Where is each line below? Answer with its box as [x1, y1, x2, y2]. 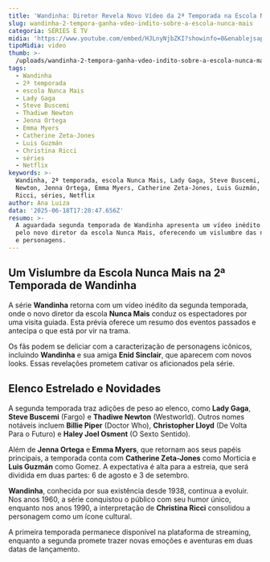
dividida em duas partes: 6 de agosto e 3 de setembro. [8, 470, 190, 480]
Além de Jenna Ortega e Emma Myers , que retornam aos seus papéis [8, 444, 241, 454]
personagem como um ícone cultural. [8, 511, 133, 521]
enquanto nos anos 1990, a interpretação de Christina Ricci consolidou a [8, 502, 251, 512]
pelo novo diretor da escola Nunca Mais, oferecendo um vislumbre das [15, 229, 257, 238]
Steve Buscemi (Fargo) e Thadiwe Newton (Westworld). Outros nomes [8, 411, 245, 421]
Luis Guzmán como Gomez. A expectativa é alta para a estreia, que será [8, 461, 249, 471]
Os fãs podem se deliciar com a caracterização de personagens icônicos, [8, 341, 252, 351]
